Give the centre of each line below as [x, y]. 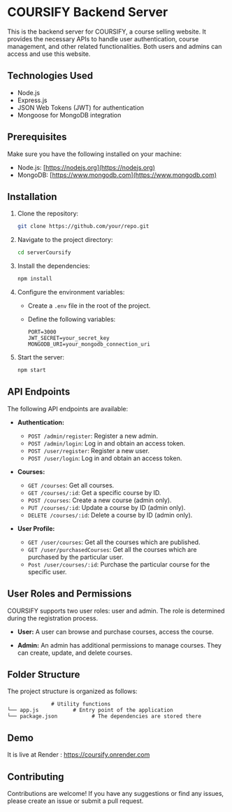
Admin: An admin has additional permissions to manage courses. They [119, 645]
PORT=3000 [42, 332]
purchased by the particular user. [75, 557]
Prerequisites [37, 137]
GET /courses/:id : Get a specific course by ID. [94, 492]
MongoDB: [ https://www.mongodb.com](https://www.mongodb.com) [117, 175]
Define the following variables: [72, 319]
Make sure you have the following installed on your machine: [94, 154]
